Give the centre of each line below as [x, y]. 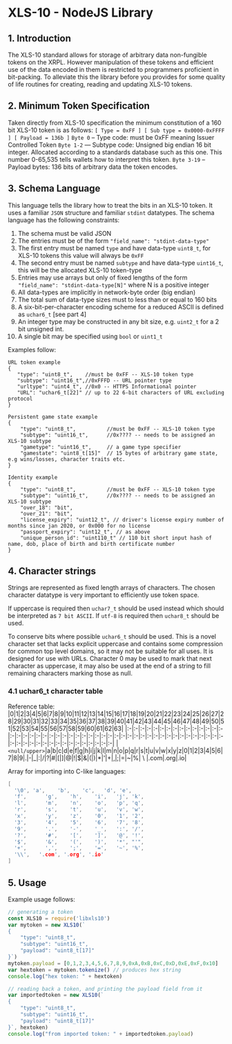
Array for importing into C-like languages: [67, 771]
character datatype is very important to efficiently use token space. [104, 595]
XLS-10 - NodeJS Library [81, 13]
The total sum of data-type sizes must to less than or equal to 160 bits [117, 300]
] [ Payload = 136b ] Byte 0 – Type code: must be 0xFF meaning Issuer [111, 137]
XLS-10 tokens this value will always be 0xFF [81, 255]
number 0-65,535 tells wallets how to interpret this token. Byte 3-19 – [107, 159]
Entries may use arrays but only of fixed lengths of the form [103, 277]
